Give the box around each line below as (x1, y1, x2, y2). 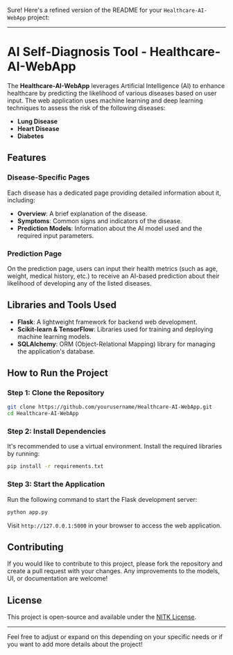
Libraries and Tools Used (7, 299, 116, 311)
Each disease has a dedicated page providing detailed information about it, (7, 189, 221, 197)
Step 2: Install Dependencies (7, 426, 106, 436)
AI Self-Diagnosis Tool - (7, 44, 147, 60)
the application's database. (17, 347, 95, 356)
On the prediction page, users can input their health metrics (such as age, (7, 264, 218, 272)
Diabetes (17, 132, 44, 140)
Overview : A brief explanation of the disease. (17, 209, 148, 218)
